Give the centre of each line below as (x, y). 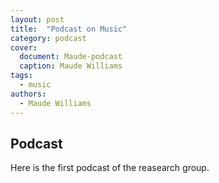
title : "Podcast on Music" (69, 29)
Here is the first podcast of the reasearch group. (110, 168)
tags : (21, 76)
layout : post (37, 19)
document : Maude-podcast (71, 57)
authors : (28, 94)
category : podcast (48, 38)
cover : (24, 47)
